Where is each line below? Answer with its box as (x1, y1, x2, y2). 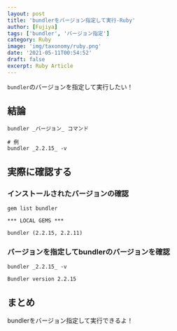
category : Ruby (7, 36, 52, 43)
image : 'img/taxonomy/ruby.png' (7, 43, 101, 50)
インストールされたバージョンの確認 (7, 189, 129, 198)
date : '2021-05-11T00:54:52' (7, 50, 92, 57)
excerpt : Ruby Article (7, 62, 73, 69)
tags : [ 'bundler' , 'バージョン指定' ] (7, 29, 110, 37)
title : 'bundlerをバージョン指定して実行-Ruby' (7, 17, 136, 24)
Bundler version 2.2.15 (7, 276, 77, 283)
